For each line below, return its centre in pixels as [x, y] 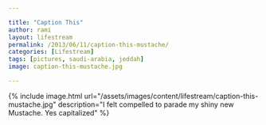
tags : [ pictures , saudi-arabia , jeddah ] [76, 59]
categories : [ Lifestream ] [51, 52]
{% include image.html [45, 96]
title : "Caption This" [46, 22]
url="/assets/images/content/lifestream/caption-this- [171, 96]
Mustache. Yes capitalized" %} [59, 112]
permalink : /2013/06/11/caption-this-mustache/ [89, 44]
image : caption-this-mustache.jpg [66, 67]
